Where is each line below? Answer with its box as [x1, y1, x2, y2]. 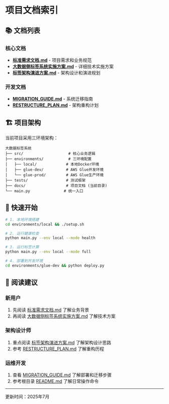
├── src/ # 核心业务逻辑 [5, 151, 96, 156]
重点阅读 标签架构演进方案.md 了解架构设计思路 [12, 339, 112, 345]
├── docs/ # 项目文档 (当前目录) [5, 183, 108, 188]
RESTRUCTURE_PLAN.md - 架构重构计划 [12, 102, 99, 108]
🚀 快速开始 [5, 203, 38, 212]
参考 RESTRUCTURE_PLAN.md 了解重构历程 [12, 346, 105, 352]
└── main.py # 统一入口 [5, 188, 84, 194]
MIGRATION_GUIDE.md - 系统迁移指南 [12, 96, 93, 102]
